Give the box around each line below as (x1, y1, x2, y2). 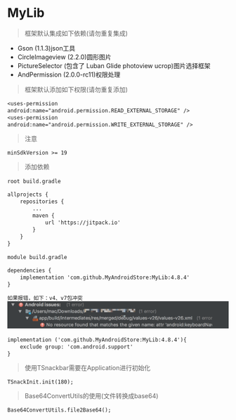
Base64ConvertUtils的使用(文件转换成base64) (24, 392, 159, 400)
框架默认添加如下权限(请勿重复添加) (24, 85, 129, 93)
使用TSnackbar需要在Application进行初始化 (24, 364, 151, 372)
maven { (32, 212, 55, 219)
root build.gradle (7, 178, 61, 185)
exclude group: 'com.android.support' (20, 343, 133, 350)
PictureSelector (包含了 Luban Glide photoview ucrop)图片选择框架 (17, 61, 211, 70)
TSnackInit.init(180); (7, 379, 74, 386)
